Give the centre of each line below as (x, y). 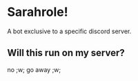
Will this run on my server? (66, 53)
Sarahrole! (38, 12)
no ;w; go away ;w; (34, 69)
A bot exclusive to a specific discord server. (69, 31)
